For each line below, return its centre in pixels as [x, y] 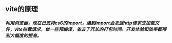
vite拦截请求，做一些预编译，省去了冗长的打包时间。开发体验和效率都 [88, 29]
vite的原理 [22, 9]
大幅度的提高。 [25, 35]
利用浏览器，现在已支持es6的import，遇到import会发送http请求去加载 [80, 23]
